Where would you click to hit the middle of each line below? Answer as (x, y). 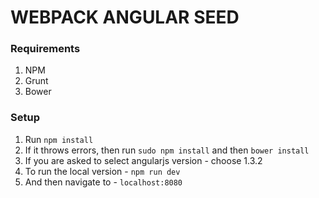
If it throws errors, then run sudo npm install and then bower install (167, 150)
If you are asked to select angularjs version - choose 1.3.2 (143, 160)
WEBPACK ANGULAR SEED (125, 17)
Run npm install (59, 139)
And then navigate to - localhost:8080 (103, 182)
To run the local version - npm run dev (102, 171)
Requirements (45, 49)
